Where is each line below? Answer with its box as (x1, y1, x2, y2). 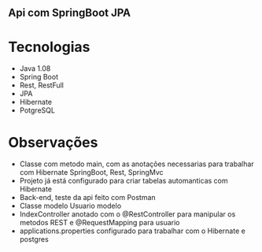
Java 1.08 (19, 64, 51, 73)
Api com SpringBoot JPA (8, 6, 131, 20)
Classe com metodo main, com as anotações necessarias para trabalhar (19, 159, 254, 169)
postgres (19, 235, 49, 244)
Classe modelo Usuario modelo (19, 201, 122, 211)
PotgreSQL (19, 106, 55, 115)
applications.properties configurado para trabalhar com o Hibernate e (19, 226, 245, 235)
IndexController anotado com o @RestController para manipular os (19, 209, 236, 219)
